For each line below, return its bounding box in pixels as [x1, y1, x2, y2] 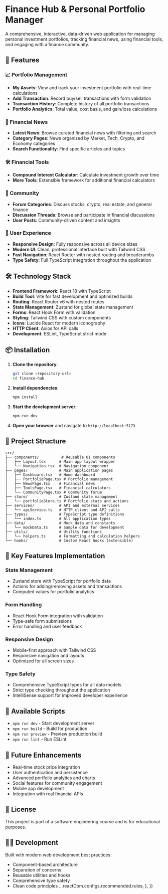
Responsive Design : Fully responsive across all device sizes [12, 241, 138, 247]
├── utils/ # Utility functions [5, 529, 102, 534]
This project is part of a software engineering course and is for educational [5, 818, 160, 824]
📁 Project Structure [5, 437, 66, 446]
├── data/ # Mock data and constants [5, 520, 115, 525]
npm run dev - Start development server [12, 721, 95, 727]
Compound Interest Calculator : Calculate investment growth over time [12, 172, 159, 178]
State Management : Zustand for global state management [12, 304, 134, 310]
